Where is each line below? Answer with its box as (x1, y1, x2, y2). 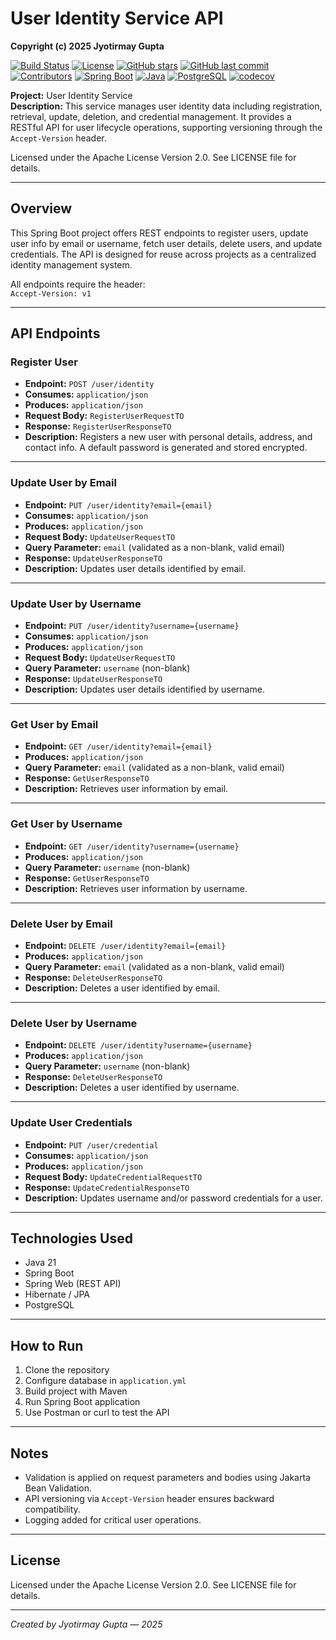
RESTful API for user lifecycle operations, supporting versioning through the (10, 121, 323, 133)
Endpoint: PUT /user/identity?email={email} (24, 498, 213, 511)
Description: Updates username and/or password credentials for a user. (24, 1192, 323, 1204)
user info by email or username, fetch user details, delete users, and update (10, 237, 323, 249)
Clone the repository (24, 1364, 110, 1376)
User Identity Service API (10, 7, 224, 30)
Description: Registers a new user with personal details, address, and (24, 431, 313, 443)
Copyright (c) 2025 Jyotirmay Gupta (10, 40, 165, 52)
